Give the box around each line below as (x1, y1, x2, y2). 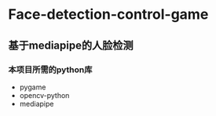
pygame (19, 82, 46, 92)
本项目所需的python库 (8, 64, 93, 75)
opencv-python (19, 90, 70, 100)
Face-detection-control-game (8, 5, 209, 24)
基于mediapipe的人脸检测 (8, 38, 134, 52)
